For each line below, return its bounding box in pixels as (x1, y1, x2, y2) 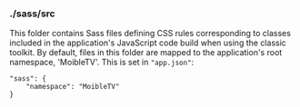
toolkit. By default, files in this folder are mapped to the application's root (9, 47, 283, 58)
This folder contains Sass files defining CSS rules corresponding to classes (9, 28, 291, 39)
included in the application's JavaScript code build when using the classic (9, 37, 286, 48)
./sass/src (9, 7, 56, 20)
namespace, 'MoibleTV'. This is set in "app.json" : (9, 57, 195, 68)
